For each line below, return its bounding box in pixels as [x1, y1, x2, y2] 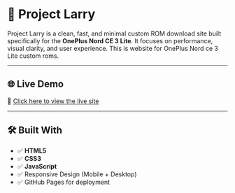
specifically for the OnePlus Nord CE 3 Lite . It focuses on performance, [7, 36, 213, 45]
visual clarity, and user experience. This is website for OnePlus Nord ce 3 [7, 44, 219, 52]
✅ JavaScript [17, 162, 57, 170]
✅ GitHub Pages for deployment [17, 178, 111, 186]
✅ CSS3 [17, 154, 42, 162]
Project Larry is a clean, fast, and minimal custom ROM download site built [7, 29, 222, 38]
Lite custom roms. [7, 52, 59, 60]
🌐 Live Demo [7, 78, 64, 90]
